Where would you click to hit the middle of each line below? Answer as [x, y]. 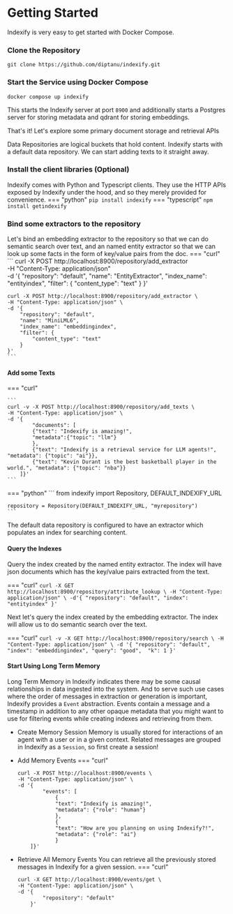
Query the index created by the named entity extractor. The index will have [114, 564]
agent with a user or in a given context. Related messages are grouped [119, 739]
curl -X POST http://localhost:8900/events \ [84, 773]
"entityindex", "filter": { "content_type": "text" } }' [77, 283]
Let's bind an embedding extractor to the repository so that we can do [108, 239]
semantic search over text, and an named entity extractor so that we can [112, 246]
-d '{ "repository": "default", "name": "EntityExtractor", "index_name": [107, 276]
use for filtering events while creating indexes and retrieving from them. [110, 718]
